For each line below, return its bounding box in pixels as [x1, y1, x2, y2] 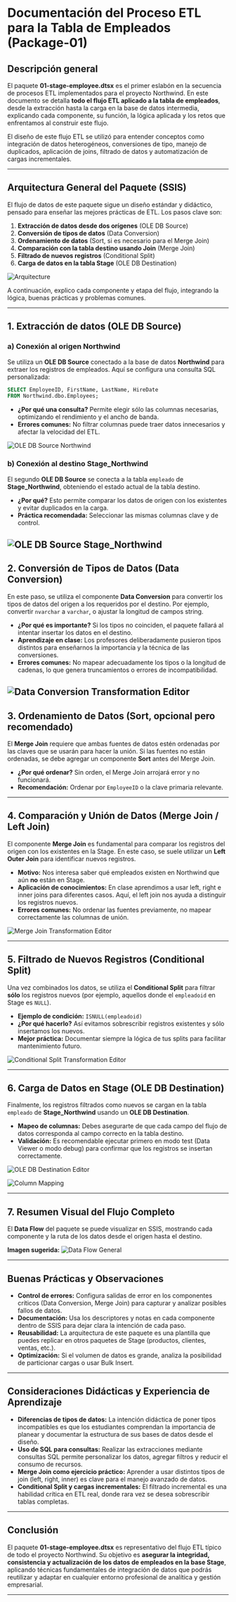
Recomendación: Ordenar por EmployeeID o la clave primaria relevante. [17, 782, 223, 792]
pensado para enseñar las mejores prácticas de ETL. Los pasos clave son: [7, 207, 223, 216]
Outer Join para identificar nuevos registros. [7, 854, 136, 863]
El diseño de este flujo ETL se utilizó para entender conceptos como [7, 132, 205, 141]
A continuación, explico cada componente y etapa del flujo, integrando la [7, 286, 219, 295]
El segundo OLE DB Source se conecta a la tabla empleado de [7, 474, 184, 483]
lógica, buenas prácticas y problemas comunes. [7, 293, 146, 302]
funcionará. [17, 775, 51, 784]
